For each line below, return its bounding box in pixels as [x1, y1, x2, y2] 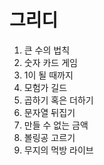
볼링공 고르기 [23, 131, 76, 143]
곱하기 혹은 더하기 [23, 94, 94, 106]
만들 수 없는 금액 [23, 119, 89, 131]
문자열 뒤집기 [23, 106, 76, 118]
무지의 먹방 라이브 [23, 144, 94, 156]
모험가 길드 [23, 81, 68, 93]
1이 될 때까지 [23, 69, 74, 81]
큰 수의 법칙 [23, 44, 71, 56]
